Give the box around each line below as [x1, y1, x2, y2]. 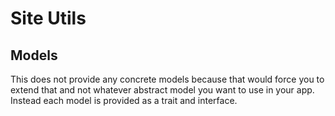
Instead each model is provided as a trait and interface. [10, 95, 238, 106]
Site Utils [10, 7, 87, 30]
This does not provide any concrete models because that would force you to [10, 73, 325, 85]
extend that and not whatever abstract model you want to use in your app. [10, 84, 315, 96]
